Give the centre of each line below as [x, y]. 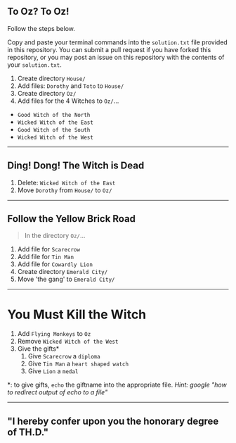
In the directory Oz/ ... [55, 236]
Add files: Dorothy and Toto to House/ [71, 86]
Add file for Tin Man [46, 257]
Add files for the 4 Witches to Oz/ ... [68, 101]
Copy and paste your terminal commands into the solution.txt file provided [118, 42]
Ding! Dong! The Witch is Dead [76, 166]
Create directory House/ [52, 78]
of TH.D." [28, 432]
